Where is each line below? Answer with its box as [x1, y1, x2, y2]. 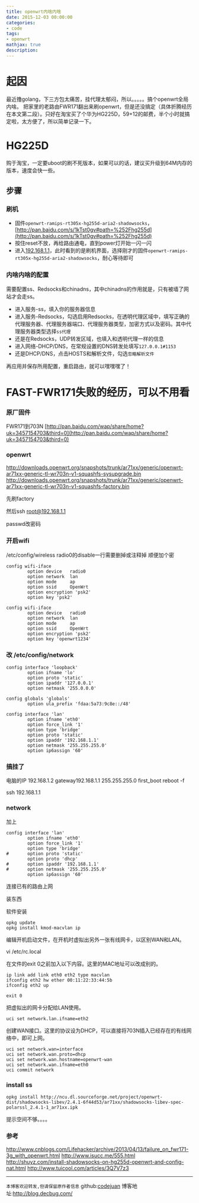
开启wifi [6, 537, 30, 545]
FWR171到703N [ [6, 423, 47, 430]
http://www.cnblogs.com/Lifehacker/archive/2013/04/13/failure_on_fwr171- [6, 1146, 189, 1153]
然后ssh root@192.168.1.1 [6, 508, 66, 515]
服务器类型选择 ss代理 [20, 328, 71, 335]
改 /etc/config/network [6, 650, 74, 659]
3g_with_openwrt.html [6, 1152, 60, 1159]
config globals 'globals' [6, 696, 70, 702]
